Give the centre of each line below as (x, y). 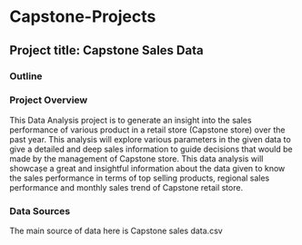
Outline (26, 76)
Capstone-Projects (83, 17)
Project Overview (49, 100)
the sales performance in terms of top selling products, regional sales (140, 178)
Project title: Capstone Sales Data (106, 50)
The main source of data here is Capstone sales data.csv (116, 231)
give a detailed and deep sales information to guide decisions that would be (151, 149)
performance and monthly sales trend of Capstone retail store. (126, 187)
